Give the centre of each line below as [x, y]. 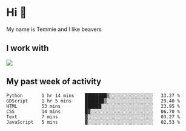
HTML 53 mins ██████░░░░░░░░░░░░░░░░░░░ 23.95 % [93, 106]
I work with [28, 48]
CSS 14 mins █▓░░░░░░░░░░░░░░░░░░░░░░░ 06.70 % [93, 112]
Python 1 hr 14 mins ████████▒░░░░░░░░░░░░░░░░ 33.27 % [93, 96]
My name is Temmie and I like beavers [54, 29]
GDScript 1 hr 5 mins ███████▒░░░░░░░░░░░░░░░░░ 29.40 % [93, 101]
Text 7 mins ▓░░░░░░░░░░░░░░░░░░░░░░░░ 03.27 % [93, 117]
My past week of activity [54, 82]
